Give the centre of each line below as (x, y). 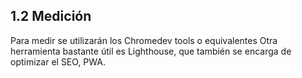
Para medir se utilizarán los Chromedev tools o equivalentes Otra (144, 40)
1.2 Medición (51, 16)
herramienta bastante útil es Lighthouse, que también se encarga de (151, 51)
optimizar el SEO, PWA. (58, 61)
